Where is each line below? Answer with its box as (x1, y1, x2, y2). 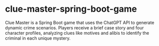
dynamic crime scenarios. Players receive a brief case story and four (5, 24, 144, 30)
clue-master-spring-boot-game (5, 3, 137, 15)
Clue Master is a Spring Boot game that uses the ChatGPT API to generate (5, 20, 155, 25)
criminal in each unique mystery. (5, 35, 71, 41)
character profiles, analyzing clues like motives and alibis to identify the (5, 30, 149, 36)
